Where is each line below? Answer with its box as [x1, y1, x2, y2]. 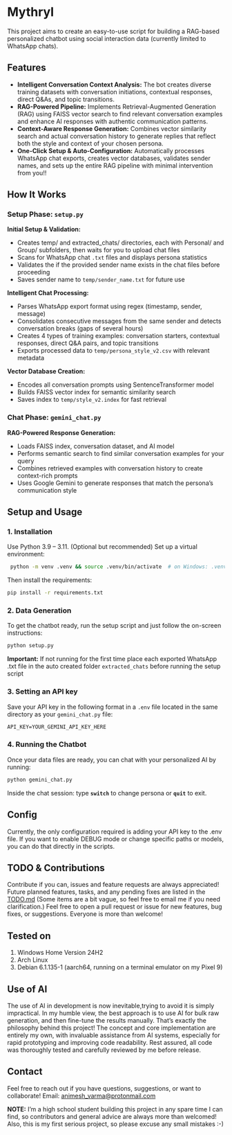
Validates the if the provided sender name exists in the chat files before [17, 261, 220, 269]
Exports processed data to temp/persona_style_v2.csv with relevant [17, 346, 210, 355]
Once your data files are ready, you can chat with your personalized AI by [7, 755, 216, 764]
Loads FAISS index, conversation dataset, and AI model [17, 441, 175, 450]
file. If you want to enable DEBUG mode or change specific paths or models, [7, 834, 224, 843]
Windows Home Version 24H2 [17, 949, 104, 957]
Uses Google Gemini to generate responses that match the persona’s [17, 479, 214, 487]
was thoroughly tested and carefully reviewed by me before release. [7, 1046, 202, 1054]
